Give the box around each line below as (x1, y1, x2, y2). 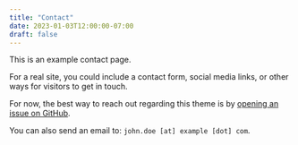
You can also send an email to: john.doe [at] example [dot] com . (9, 125, 251, 136)
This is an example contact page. (9, 55, 132, 65)
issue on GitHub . (9, 108, 71, 119)
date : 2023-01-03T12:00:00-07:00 (9, 21, 134, 30)
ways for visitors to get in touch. (9, 81, 128, 92)
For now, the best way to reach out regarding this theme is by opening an (9, 98, 279, 109)
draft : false (9, 30, 58, 38)
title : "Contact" (9, 13, 74, 22)
